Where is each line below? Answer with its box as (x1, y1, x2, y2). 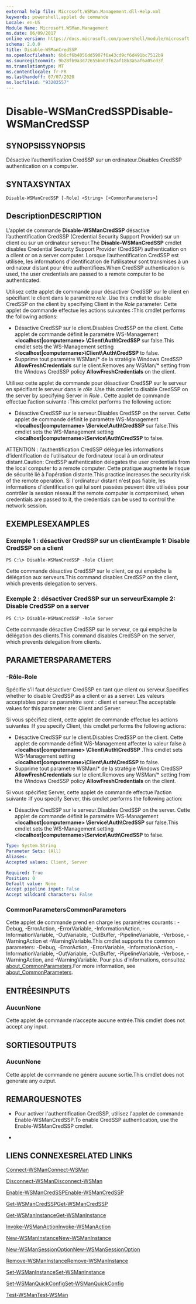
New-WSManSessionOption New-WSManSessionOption (6, 1246, 140, 1253)
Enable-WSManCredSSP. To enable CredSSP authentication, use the (14, 1116, 178, 1123)
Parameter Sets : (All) (6, 848, 61, 855)
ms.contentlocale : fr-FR (6, 69, 67, 75)
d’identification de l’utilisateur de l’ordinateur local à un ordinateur (6, 452, 164, 459)
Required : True (6, 870, 43, 876)
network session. (6, 502, 48, 509)
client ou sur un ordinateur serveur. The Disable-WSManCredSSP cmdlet (6, 239, 182, 246)
